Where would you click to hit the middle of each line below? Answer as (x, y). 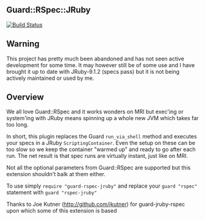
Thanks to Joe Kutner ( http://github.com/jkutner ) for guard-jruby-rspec (96, 204)
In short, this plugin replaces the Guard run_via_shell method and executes (102, 137)
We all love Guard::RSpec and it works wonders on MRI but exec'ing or (95, 112)
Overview (25, 97)
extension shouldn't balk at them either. (56, 174)
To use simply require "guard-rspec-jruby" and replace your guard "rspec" (102, 186)
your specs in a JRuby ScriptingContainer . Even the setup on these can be (101, 143)
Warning (23, 44)
